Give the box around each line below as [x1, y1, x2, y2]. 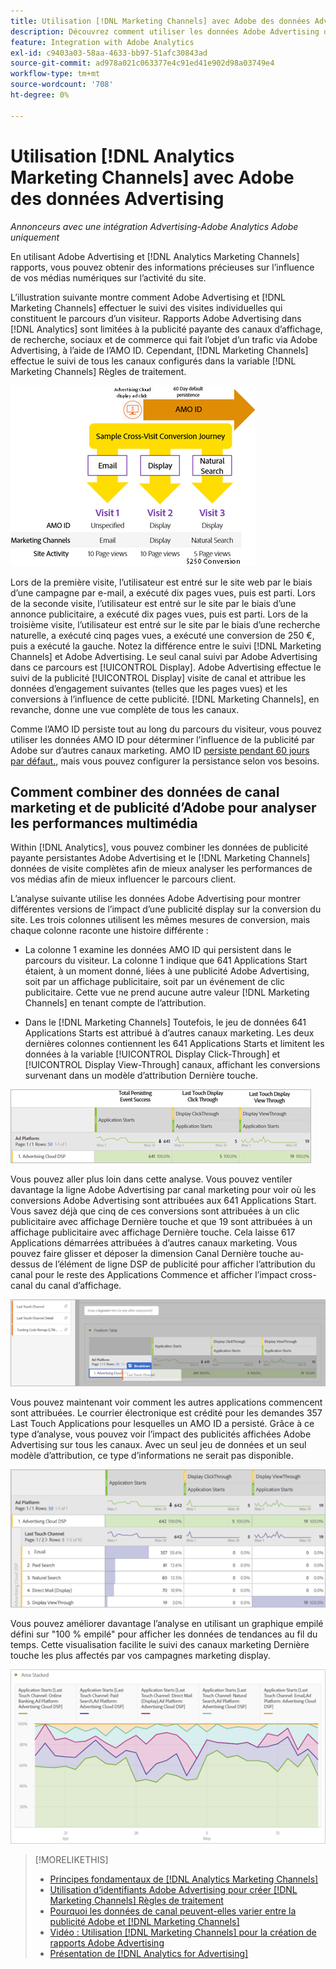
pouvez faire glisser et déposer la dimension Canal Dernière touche [10, 1248, 288, 1260]
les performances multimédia [10, 815, 198, 832]
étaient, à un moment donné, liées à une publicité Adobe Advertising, [24, 965, 310, 977]
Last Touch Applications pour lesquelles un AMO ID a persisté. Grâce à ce [10, 1418, 315, 1430]
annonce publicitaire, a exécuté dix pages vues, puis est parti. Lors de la [10, 608, 309, 620]
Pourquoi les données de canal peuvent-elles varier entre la [49, 1905, 297, 1917]
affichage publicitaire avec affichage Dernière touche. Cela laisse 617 [10, 1226, 296, 1239]
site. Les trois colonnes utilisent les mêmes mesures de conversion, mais [10, 914, 311, 926]
